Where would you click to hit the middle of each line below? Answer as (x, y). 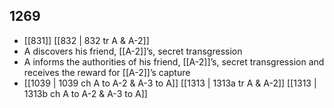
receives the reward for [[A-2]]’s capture (107, 72)
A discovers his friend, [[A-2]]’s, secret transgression (133, 51)
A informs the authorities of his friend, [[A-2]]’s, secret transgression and (174, 61)
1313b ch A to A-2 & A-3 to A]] (85, 93)
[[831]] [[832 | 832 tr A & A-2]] (86, 40)
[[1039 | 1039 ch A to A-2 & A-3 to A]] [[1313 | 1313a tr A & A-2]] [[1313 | (170, 83)
